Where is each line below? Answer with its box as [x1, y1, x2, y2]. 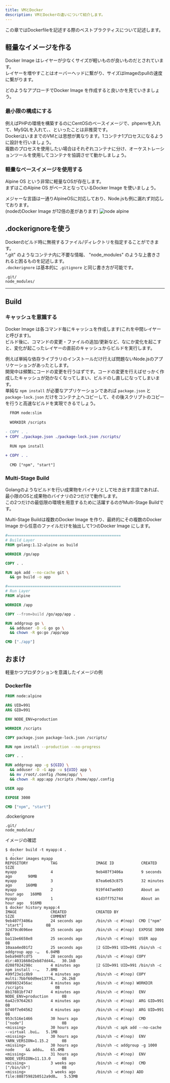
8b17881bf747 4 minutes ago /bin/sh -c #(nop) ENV [5, 990, 146, 995]
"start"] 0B [5, 923, 51, 928]
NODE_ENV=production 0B [5, 994, 67, 999]
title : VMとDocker [5, 7, 44, 13]
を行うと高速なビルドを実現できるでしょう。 [5, 400, 98, 406]
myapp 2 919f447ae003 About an [5, 887, 159, 893]
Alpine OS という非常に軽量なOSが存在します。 [5, 178, 104, 184]
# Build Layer [5, 538, 35, 543]
